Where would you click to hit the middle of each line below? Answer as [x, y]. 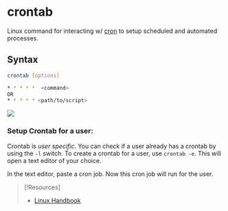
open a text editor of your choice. [54, 160]
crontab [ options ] [33, 75]
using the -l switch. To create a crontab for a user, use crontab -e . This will [114, 153]
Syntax [23, 60]
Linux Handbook [57, 200]
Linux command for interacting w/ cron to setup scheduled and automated [112, 31]
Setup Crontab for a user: [50, 131]
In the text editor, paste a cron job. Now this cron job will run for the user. [110, 174]
